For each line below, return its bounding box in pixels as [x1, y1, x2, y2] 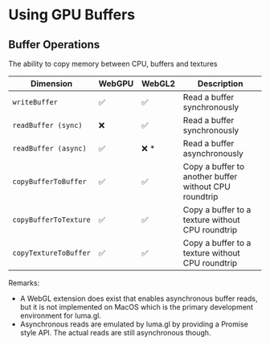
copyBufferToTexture [12, 216, 91, 224]
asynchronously [182, 148, 243, 158]
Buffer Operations [8, 38, 100, 51]
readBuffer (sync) [12, 121, 83, 129]
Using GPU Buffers [8, 6, 136, 24]
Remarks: [8, 278, 40, 287]
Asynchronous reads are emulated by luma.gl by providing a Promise [19, 319, 249, 329]
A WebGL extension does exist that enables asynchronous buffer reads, [19, 294, 258, 303]
